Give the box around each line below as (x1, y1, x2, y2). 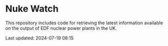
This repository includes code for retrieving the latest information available (5, 20, 163, 26)
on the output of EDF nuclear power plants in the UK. (5, 25, 117, 31)
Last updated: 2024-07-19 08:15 (5, 35, 74, 41)
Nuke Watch (5, 3, 59, 15)
